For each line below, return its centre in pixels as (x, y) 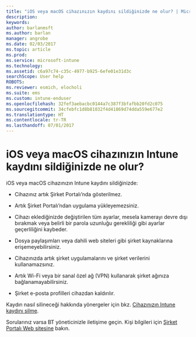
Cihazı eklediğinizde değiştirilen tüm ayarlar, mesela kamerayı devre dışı (101, 217)
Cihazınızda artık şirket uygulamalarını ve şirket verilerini (82, 258)
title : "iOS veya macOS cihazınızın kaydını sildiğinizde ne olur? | (92, 11)
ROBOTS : (15, 82)
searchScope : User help (35, 77)
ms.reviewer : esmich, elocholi (44, 88)
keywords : (18, 22)
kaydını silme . (22, 311)
